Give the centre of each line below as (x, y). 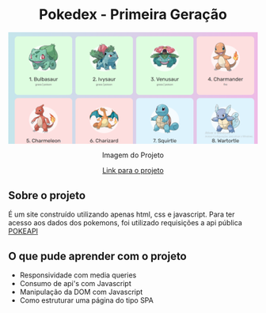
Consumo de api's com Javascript (76, 283)
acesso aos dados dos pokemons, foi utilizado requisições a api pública (125, 223)
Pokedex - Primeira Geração (133, 15)
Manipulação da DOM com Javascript (81, 292)
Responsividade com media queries (78, 275)
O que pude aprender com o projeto (98, 256)
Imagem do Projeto (133, 155)
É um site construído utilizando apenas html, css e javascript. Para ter (122, 214)
